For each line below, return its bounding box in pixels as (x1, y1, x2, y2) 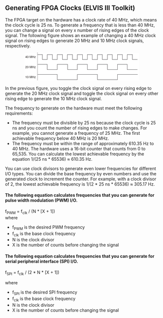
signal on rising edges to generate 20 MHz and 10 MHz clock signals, (5, 38, 144, 43)
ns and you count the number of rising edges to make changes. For (12, 125, 147, 131)
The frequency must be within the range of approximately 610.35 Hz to (12, 140, 154, 146)
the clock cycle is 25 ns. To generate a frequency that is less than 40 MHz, (5, 22, 155, 28)
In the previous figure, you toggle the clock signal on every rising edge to (5, 85, 152, 91)
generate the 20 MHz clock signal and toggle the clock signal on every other (5, 90, 159, 96)
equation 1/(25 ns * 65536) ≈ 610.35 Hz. (12, 156, 92, 162)
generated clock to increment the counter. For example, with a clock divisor (5, 176, 157, 182)
